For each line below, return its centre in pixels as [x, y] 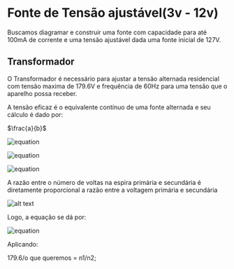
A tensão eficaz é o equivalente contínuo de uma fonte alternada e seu [109, 107]
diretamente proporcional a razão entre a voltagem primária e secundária [112, 190]
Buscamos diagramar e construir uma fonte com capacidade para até [107, 32]
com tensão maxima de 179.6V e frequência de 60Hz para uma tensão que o [117, 86]
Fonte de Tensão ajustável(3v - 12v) [113, 13]
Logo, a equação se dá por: [47, 217]
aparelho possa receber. [42, 93]
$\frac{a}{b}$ [27, 128]
